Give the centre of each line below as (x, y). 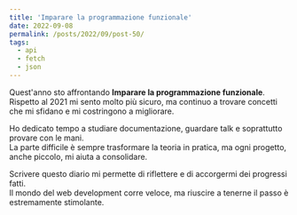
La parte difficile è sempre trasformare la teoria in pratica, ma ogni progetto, (148, 147)
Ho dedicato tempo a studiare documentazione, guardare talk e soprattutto (146, 128)
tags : (19, 42)
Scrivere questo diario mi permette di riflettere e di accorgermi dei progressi (148, 173)
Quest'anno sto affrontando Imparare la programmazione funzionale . (137, 92)
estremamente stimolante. (57, 202)
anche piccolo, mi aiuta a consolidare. (78, 156)
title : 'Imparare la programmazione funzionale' (101, 17)
